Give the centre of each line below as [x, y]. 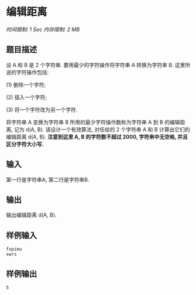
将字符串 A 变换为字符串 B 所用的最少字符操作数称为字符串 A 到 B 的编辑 [93, 122]
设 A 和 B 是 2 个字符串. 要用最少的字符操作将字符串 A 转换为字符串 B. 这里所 [98, 65]
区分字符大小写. [25, 144]
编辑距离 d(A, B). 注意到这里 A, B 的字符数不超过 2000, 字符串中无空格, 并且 [97, 137]
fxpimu [14, 249]
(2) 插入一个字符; [26, 97]
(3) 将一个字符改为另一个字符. [42, 110]
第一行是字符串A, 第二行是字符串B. [48, 179]
